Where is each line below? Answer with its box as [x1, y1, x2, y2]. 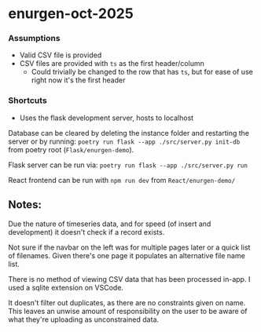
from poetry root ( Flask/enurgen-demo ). [8, 144, 134, 154]
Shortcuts [8, 95, 47, 106]
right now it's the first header [31, 75, 126, 85]
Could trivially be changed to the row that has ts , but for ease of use [31, 67, 253, 77]
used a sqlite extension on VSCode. [8, 283, 124, 292]
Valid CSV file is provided [19, 50, 102, 60]
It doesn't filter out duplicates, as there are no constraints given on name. [8, 297, 246, 307]
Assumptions [8, 33, 61, 44]
